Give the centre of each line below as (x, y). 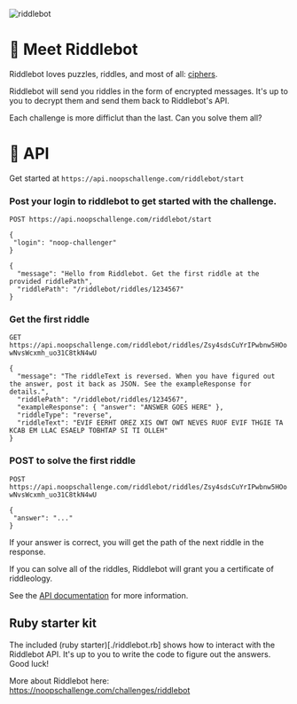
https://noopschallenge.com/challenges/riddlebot (100, 690)
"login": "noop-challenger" (65, 243)
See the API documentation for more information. (99, 595)
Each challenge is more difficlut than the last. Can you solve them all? (136, 117)
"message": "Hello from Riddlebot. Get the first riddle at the (138, 274)
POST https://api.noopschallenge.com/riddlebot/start (111, 220)
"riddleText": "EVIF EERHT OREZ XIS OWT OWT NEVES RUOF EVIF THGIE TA (150, 423)
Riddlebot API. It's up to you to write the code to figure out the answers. (140, 654)
